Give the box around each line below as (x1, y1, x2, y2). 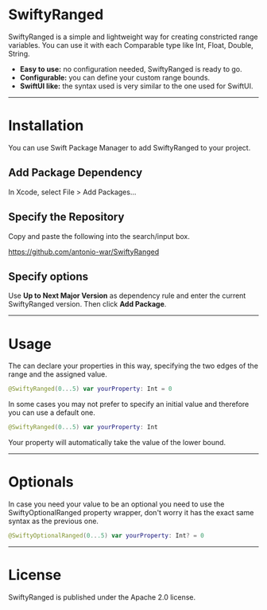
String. (8, 49, 30, 58)
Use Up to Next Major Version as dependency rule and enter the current (8, 291, 246, 300)
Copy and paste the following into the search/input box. (8, 231, 191, 240)
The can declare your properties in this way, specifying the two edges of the (8, 361, 258, 371)
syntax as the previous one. (8, 516, 99, 526)
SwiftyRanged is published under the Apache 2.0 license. (8, 592, 196, 602)
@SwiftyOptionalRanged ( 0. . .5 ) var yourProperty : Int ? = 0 (8, 531, 204, 539)
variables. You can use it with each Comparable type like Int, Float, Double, (8, 40, 254, 49)
